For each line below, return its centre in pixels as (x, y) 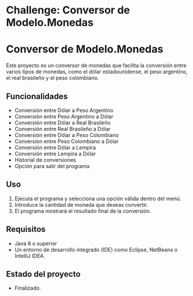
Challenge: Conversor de (68, 10)
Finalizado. (27, 288)
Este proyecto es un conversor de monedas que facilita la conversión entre (96, 65)
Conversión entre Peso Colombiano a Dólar (66, 141)
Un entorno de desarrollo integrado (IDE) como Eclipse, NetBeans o (96, 249)
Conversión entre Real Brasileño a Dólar (63, 128)
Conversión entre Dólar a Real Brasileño (63, 123)
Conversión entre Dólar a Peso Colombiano (66, 135)
